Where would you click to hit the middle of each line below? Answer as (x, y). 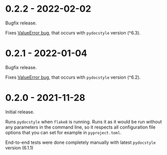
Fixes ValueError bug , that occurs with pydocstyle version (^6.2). (73, 77)
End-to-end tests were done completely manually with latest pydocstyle (81, 142)
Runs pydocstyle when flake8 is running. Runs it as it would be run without (83, 121)
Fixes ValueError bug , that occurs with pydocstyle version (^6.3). (73, 33)
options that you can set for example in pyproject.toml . (63, 132)
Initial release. (20, 112)
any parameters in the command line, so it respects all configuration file (80, 127)
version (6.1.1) (19, 147)
